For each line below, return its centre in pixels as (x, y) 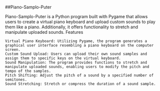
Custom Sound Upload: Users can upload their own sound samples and (76, 54)
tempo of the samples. (28, 71)
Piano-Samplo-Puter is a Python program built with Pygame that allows (76, 16)
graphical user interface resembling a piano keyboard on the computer (79, 45)
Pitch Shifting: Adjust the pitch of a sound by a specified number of (79, 75)
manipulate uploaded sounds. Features (44, 32)
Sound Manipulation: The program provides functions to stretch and (76, 63)
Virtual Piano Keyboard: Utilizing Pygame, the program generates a (76, 41)
